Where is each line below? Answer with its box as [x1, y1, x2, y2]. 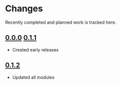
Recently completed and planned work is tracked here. [5, 19, 117, 25]
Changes [5, 3, 43, 14]
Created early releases [12, 46, 59, 52]
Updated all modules [12, 74, 55, 80]
